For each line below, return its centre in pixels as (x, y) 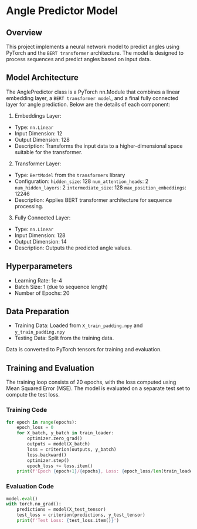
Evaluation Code (30, 487)
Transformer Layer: (38, 164)
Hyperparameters (40, 266)
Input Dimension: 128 (40, 235)
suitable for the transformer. (48, 152)
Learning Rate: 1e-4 (38, 280)
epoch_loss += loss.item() (60, 466)
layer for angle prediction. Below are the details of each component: (88, 104)
